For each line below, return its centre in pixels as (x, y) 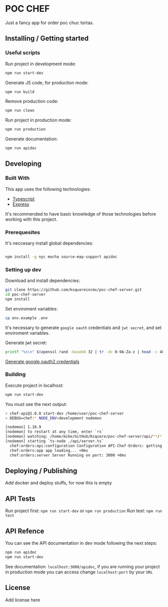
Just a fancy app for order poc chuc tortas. (49, 23)
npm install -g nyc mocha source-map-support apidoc (61, 257)
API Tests (20, 499)
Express (21, 204)
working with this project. (31, 219)
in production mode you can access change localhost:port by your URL (79, 572)
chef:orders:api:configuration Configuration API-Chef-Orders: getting (86, 446)
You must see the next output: (36, 404)
